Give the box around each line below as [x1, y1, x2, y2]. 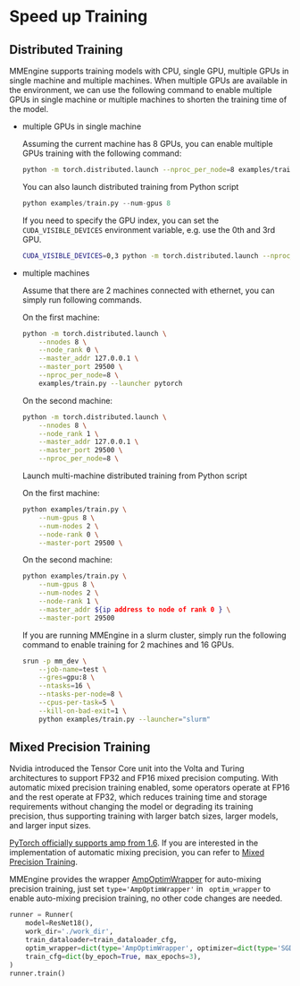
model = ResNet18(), [25, 919, 94, 928]
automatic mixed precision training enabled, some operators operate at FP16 [9, 782, 290, 793]
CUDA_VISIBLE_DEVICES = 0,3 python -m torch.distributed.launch [21, 251, 259, 261]
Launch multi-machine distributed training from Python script [21, 470, 247, 481]
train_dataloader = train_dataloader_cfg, [25, 936, 178, 945]
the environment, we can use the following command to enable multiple [9, 85, 272, 95]
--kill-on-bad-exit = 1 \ [38, 706, 127, 716]
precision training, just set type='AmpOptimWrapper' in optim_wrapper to [9, 884, 271, 895]
